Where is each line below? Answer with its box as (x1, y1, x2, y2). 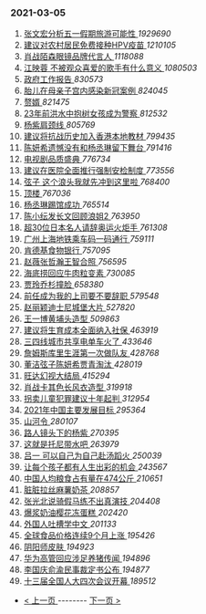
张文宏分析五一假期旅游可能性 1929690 (23, 28, 171, 39)
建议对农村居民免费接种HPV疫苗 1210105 (23, 39, 177, 51)
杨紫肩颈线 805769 (23, 120, 96, 130)
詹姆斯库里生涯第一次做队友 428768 (23, 348, 160, 359)
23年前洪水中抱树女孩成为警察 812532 (23, 108, 168, 120)
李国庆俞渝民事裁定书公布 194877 (23, 564, 149, 576)
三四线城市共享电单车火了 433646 (23, 336, 153, 348)
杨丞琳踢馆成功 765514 (23, 199, 110, 211)
